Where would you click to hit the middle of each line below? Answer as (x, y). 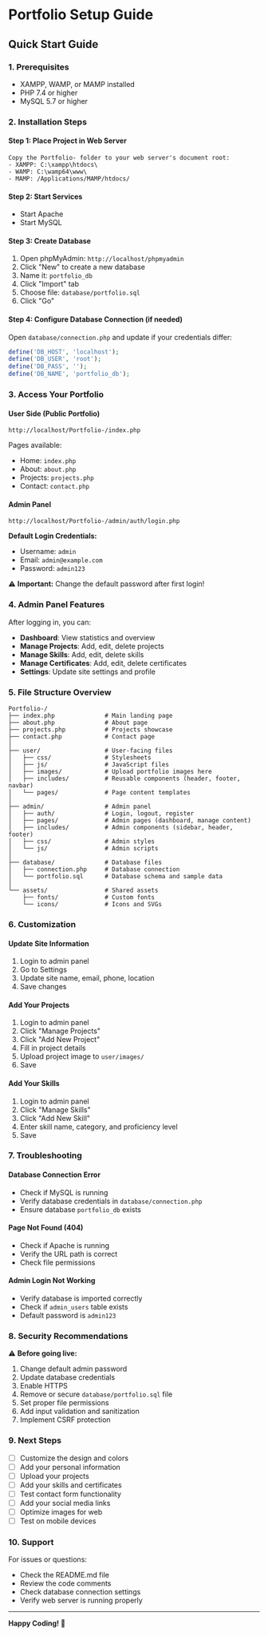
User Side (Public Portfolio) (54, 414)
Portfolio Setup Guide (81, 15)
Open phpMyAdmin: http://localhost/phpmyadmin (102, 259)
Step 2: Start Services (45, 196)
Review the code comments (65, 1583)
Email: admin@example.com (61, 560)
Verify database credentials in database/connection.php (111, 1201)
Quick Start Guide (53, 44)
